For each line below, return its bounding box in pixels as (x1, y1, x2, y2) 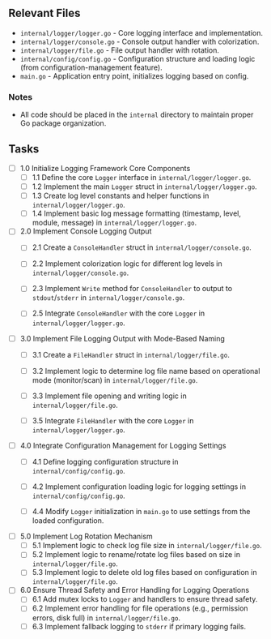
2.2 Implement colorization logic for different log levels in (32, 259, 222, 268)
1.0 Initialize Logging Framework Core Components (19, 163, 191, 173)
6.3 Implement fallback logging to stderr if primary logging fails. (32, 621, 247, 631)
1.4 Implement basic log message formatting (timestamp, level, (32, 208, 241, 218)
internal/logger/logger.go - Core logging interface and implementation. (19, 28, 263, 37)
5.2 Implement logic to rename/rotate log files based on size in (32, 550, 241, 560)
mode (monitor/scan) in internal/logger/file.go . (32, 375, 198, 384)
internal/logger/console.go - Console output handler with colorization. (19, 36, 260, 46)
